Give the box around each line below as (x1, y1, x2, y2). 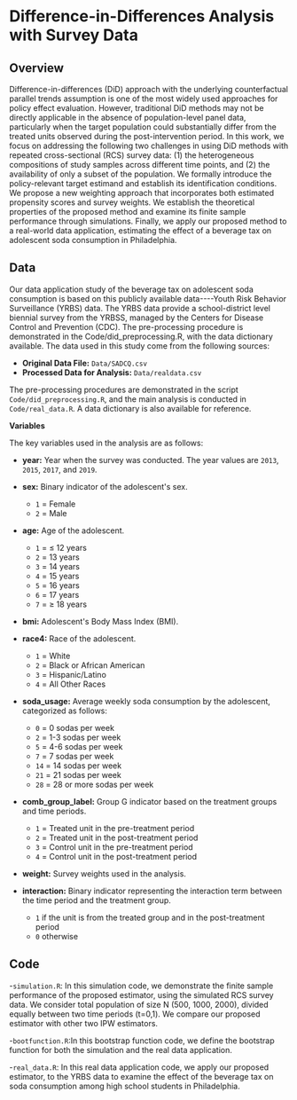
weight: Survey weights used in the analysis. (21, 868, 186, 879)
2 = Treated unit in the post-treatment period (35, 832, 199, 843)
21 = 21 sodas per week (35, 769, 121, 780)
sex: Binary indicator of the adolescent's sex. (21, 481, 188, 491)
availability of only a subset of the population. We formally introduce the (9, 169, 272, 179)
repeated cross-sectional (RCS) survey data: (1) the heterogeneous (9, 150, 254, 161)
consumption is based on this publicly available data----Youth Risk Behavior (9, 293, 286, 303)
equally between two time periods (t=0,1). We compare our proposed (9, 1009, 261, 1019)
